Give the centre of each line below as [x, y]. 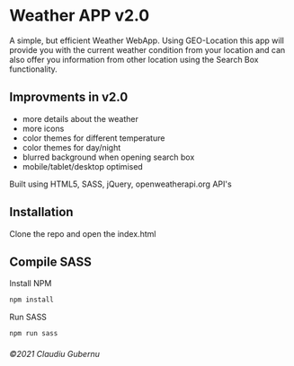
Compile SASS [50, 261]
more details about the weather [80, 118]
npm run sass [34, 334]
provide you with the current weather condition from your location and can [147, 49]
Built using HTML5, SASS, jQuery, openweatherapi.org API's [120, 184]
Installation [41, 212]
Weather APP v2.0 [80, 16]
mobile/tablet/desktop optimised [83, 166]
